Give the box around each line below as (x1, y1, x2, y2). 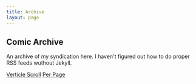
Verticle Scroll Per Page (6, 71, 66, 79)
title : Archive (6, 8, 45, 15)
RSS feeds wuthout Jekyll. (6, 59, 72, 66)
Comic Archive (6, 37, 64, 47)
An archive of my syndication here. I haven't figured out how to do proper (6, 53, 190, 60)
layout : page (6, 15, 39, 21)
